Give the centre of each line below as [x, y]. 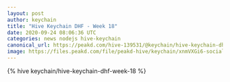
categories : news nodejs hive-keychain [64, 39]
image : [16, 52]
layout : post [26, 13]
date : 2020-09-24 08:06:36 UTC [52, 32]
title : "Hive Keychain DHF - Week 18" [62, 26]
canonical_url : [29, 45]
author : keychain [32, 20]
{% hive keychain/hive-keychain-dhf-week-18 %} [77, 71]
